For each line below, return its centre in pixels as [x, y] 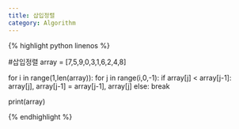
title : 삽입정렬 [32, 15]
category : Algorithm [42, 23]
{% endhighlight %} [40, 116]
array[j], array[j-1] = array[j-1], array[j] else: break [89, 86]
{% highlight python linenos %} [59, 45]
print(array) [27, 101]
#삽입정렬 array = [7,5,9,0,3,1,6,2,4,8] [67, 62]
